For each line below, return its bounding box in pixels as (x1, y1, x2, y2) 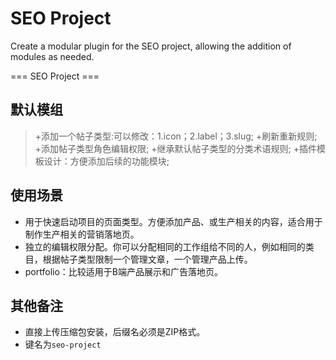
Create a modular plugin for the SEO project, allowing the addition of (10, 40, 292, 52)
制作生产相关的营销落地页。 (24, 228, 140, 240)
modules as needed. (10, 50, 95, 62)
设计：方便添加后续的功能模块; (43, 155, 170, 167)
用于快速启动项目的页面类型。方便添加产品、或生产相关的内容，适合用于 (24, 215, 323, 227)
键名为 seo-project (24, 338, 102, 351)
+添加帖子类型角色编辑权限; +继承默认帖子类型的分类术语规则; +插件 (34, 142, 317, 154)
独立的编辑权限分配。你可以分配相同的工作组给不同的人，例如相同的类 (24, 240, 315, 252)
